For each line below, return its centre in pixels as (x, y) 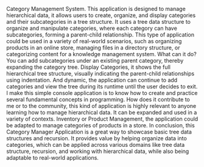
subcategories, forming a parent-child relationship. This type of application (100, 35)
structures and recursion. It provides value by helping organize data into (97, 138)
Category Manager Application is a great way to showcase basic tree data (99, 132)
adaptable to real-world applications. (53, 158)
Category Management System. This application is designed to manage (96, 9)
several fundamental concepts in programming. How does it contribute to (98, 99)
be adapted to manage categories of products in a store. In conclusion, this (100, 125)
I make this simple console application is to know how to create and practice (102, 93)
